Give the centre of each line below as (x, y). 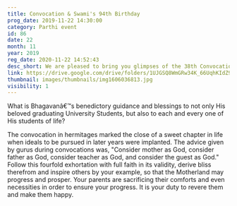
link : (15, 73)
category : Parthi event (42, 27)
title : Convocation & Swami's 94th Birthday (74, 14)
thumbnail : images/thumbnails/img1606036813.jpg (80, 79)
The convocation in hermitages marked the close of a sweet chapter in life (115, 135)
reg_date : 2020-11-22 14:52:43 (53, 60)
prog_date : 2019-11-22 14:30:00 (55, 20)
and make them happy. (41, 195)
